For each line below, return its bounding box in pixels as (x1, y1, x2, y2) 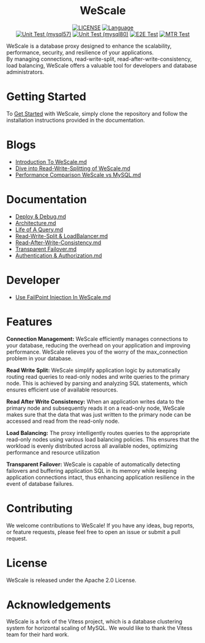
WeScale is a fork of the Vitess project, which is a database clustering (6, 618, 182, 625)
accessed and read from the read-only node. (6, 417, 120, 425)
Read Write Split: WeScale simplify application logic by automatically (6, 366, 181, 374)
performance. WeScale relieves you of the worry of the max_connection (6, 348, 188, 355)
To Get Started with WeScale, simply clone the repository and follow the (6, 110, 188, 117)
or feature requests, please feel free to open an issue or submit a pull (6, 528, 181, 535)
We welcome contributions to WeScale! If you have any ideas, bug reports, (6, 521, 195, 529)
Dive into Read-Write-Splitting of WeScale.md (15, 165, 130, 172)
